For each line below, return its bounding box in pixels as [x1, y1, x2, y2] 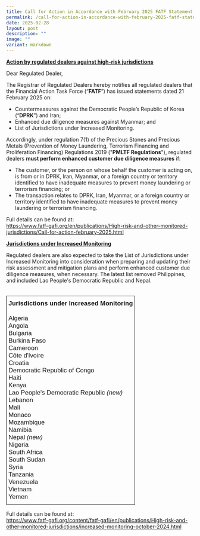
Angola [8, 322, 29, 330]
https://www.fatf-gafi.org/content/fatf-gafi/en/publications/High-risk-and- [6, 516, 188, 524]
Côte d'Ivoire [8, 352, 44, 359]
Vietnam [8, 485, 32, 493]
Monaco [8, 411, 32, 419]
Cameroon [8, 344, 39, 352]
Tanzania [8, 471, 35, 478]
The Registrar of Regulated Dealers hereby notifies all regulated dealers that [6, 81, 193, 88]
